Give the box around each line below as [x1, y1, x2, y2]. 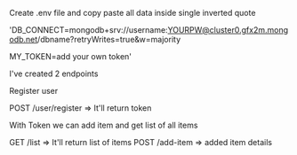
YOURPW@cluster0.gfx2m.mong [167, 25, 289, 35]
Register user [9, 86, 59, 96]
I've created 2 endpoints [9, 68, 99, 79]
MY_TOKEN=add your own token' [9, 51, 132, 61]
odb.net [9, 35, 38, 44]
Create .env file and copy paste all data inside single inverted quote [9, 8, 256, 18]
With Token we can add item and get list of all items [9, 120, 198, 130]
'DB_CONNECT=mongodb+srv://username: [9, 25, 168, 35]
